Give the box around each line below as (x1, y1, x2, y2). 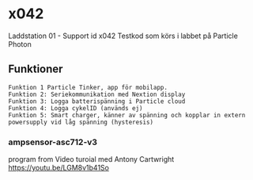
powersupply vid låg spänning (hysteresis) (8, 118, 154, 126)
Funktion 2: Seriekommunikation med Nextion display (8, 90, 186, 98)
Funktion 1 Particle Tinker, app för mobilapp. (8, 83, 168, 91)
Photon (8, 39, 32, 48)
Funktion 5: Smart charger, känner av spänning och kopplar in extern (8, 111, 246, 119)
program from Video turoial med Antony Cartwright (8, 155, 175, 164)
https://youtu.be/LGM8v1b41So (8, 163, 109, 173)
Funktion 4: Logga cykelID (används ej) (8, 104, 144, 112)
